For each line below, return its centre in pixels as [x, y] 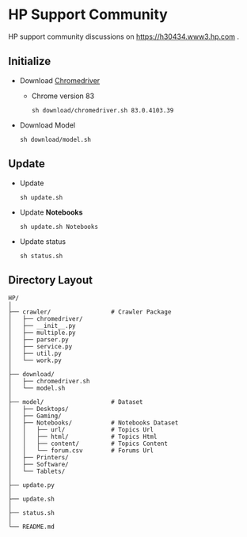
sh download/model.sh [55, 139]
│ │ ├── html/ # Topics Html [83, 437]
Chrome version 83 [63, 96]
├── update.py [32, 486]
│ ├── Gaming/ [35, 416]
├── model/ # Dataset [76, 402]
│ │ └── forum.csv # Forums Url [81, 451]
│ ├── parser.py [38, 340]
